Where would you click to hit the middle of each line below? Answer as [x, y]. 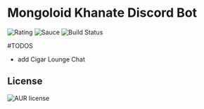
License [25, 81]
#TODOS [20, 45]
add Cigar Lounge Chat [51, 59]
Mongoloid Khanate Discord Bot [102, 13]
